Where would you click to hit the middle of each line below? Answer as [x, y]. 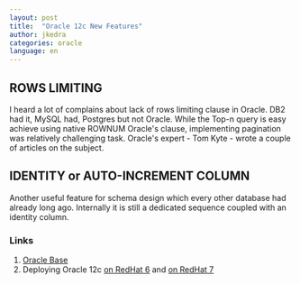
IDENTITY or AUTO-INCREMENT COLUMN [130, 176]
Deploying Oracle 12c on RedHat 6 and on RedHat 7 [118, 270]
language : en [34, 51]
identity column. [39, 216]
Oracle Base [45, 260]
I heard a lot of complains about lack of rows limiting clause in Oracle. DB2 [147, 109]
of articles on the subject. [57, 147]
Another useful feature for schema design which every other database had [148, 197]
